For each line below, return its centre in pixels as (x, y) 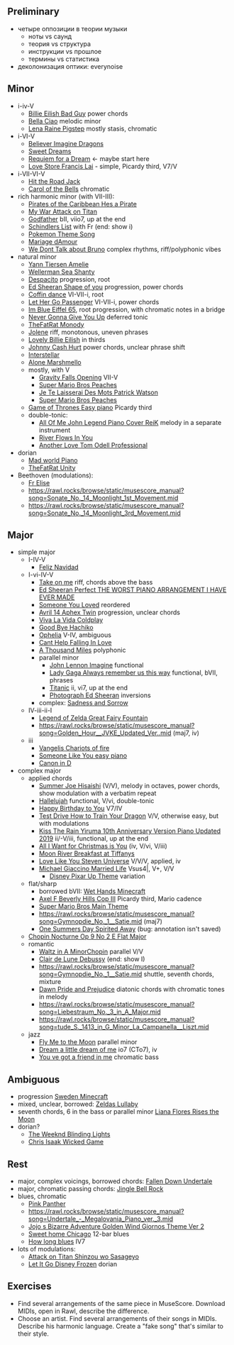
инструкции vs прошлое (65, 51)
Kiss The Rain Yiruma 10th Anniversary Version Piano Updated (130, 831)
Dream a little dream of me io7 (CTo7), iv (98, 1050)
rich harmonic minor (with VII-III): (66, 196)
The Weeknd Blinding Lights (69, 1134)
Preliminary (34, 12)
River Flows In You (66, 437)
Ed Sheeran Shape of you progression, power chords (106, 287)
